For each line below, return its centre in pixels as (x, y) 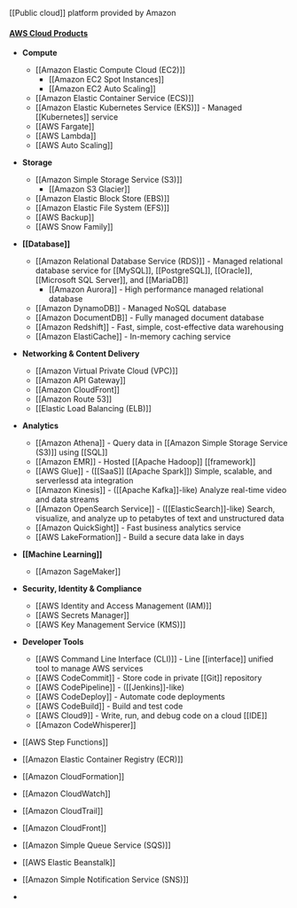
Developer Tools (53, 642)
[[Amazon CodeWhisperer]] (86, 725)
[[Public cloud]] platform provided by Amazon (93, 13)
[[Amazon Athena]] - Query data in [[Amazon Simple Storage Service (161, 443)
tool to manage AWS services (89, 669)
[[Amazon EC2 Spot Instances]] (106, 80)
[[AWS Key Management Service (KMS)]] (110, 625)
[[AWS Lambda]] (66, 136)
